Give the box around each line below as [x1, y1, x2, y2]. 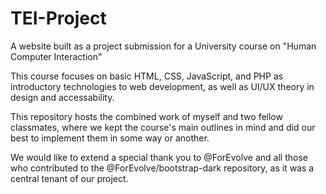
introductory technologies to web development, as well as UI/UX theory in [10, 80, 315, 92]
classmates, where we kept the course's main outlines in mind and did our [10, 121, 316, 133]
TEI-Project [10, 7, 107, 30]
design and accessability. [10, 91, 115, 103]
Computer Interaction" [10, 50, 103, 62]
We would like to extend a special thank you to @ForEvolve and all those [10, 151, 308, 163]
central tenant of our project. [10, 172, 129, 184]
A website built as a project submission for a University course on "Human [10, 40, 317, 52]
